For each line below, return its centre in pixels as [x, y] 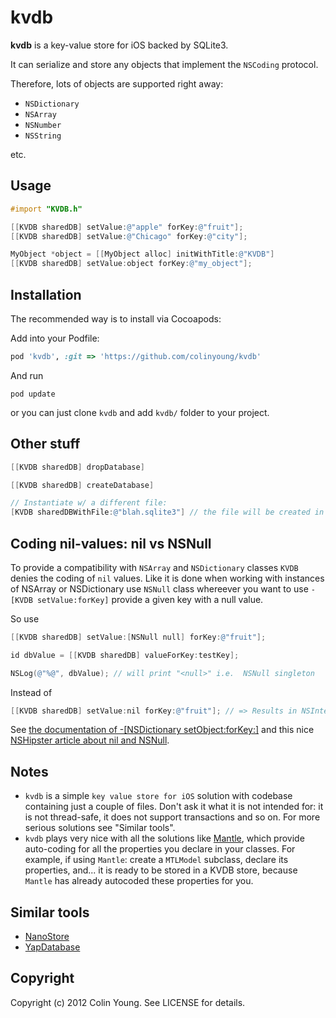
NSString [43, 136]
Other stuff [45, 444]
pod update [33, 394]
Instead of [31, 692]
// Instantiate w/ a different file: [89, 503]
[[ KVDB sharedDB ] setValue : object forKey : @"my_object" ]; [131, 264]
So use [25, 618]
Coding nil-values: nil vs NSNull [111, 543]
